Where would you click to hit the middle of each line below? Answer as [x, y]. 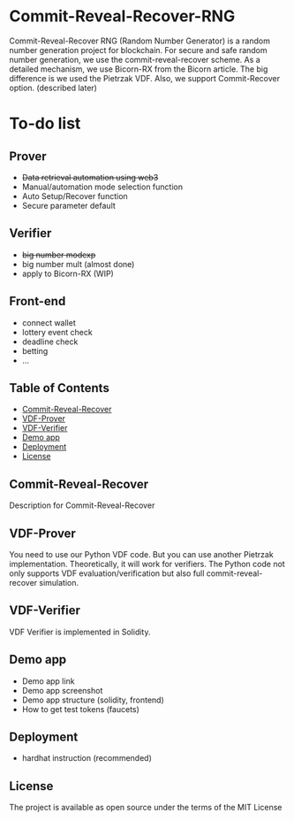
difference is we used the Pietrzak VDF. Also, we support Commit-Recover [145, 78]
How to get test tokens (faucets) [80, 709]
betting [35, 350]
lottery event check [57, 332]
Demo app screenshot [62, 690]
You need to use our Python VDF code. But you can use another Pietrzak [141, 554]
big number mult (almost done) [78, 264]
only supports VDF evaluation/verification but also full [107, 573]
